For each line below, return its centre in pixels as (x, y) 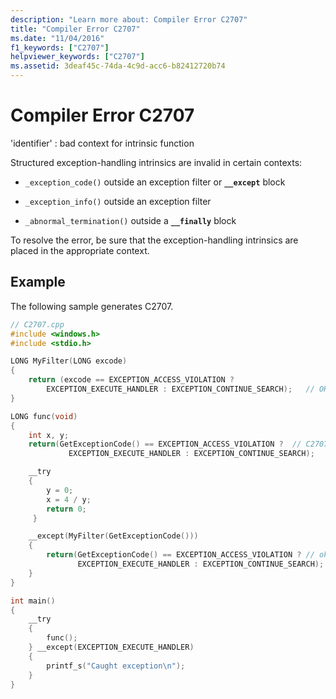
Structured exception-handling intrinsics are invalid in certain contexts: (156, 162)
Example (38, 282)
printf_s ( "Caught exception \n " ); (116, 666)
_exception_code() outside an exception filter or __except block (155, 182)
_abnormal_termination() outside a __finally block (130, 220)
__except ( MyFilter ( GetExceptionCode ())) (113, 536)
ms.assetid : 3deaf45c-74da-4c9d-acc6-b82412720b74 (118, 66)
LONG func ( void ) (44, 416)
